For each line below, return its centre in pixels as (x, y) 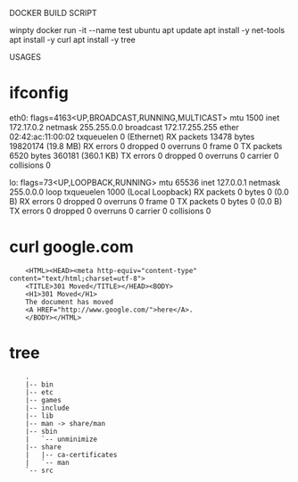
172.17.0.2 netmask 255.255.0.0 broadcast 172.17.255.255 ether (124, 127)
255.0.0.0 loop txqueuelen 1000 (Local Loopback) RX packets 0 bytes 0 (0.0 (149, 192)
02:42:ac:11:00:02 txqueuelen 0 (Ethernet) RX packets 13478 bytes (132, 137)
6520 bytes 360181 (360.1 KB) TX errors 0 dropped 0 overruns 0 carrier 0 (144, 155)
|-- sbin (41, 431)
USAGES (25, 57)
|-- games (44, 400)
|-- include (47, 408)
